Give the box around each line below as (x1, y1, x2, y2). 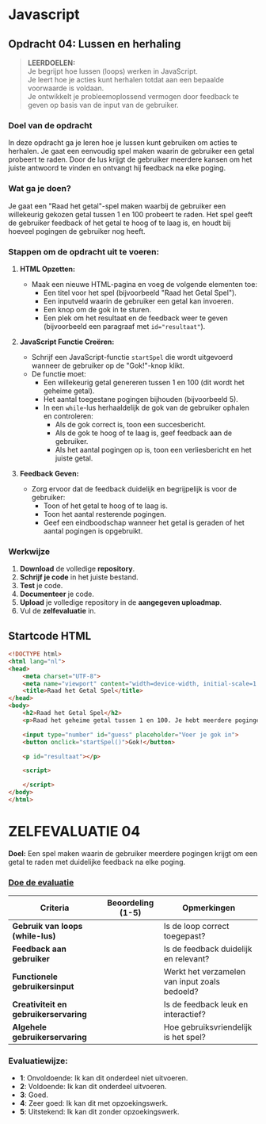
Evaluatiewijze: (8, 1056, 69, 1067)
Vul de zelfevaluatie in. (19, 606, 97, 616)
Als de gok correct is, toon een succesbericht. (55, 419, 206, 429)
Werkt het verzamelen (163, 966, 246, 977)
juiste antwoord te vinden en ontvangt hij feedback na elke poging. (8, 163, 226, 173)
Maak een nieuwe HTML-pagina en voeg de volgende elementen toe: (31, 279, 257, 289)
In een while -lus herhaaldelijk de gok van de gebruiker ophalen (43, 403, 249, 412)
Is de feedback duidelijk (163, 943, 253, 954)
